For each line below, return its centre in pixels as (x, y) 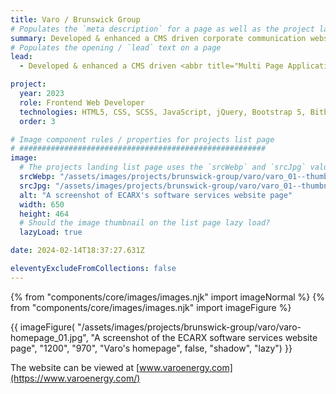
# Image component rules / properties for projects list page (142, 139)
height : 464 (44, 214)
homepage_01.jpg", (49, 337)
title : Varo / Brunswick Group (75, 19)
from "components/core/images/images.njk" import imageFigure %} (151, 307)
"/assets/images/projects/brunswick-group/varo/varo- (189, 327)
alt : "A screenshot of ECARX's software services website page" (156, 195)
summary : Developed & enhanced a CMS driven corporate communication (158, 38)
